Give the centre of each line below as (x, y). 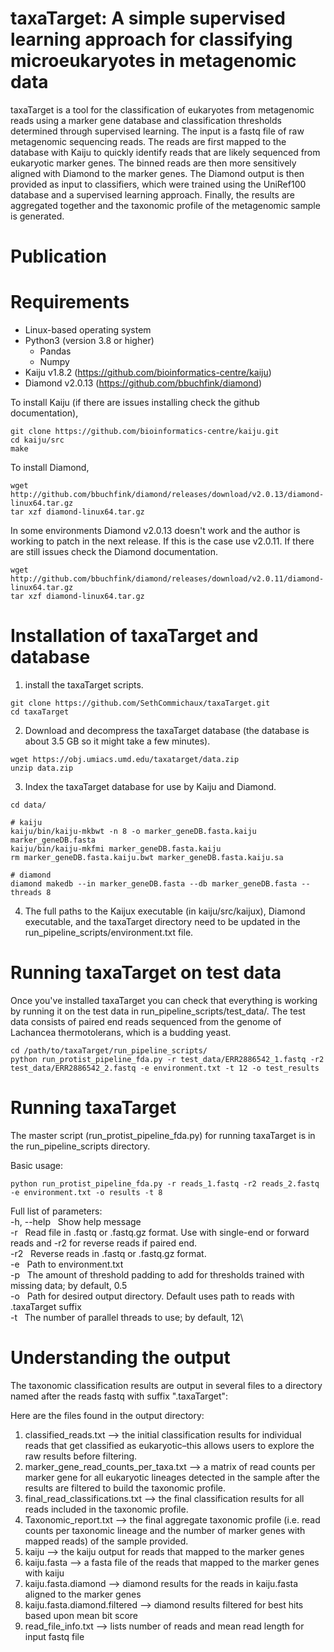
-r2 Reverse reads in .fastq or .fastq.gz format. (108, 1253)
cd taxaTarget (40, 712)
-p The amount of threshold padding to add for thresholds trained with (157, 1274)
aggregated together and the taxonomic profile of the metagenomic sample (165, 205)
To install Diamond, (50, 468)
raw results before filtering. (81, 1456)
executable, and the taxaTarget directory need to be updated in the (162, 921)
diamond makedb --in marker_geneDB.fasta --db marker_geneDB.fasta (154, 884)
